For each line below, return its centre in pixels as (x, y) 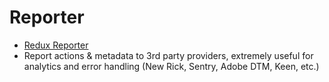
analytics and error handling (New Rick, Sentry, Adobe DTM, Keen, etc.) (171, 66)
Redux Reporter (56, 45)
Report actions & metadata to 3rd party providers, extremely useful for (168, 55)
